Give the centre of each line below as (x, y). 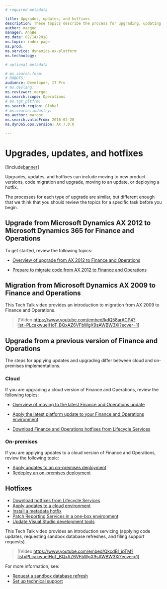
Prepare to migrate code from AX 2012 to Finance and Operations (80, 270)
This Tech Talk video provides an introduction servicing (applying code (78, 531)
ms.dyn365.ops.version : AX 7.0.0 (40, 125)
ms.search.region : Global (32, 106)
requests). (16, 541)
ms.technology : (21, 56)
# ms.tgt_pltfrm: (23, 101)
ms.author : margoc (24, 115)
